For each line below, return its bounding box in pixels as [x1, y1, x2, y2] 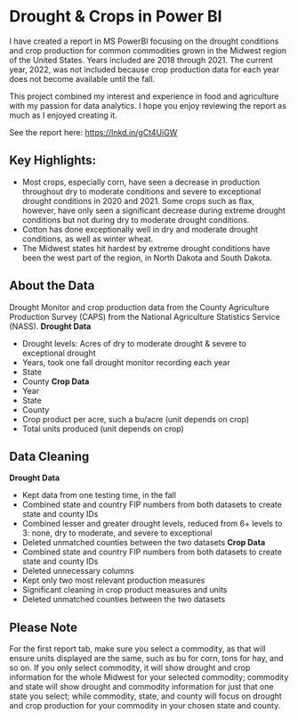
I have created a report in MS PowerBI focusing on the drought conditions [9, 36, 279, 46]
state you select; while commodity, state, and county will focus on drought [9, 691, 282, 701]
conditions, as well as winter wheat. [21, 233, 154, 244]
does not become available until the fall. [9, 73, 156, 84]
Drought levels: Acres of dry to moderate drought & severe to [21, 338, 246, 348]
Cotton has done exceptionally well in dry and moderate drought [21, 224, 258, 234]
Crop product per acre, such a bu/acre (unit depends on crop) [21, 413, 250, 424]
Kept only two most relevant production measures [21, 575, 205, 585]
